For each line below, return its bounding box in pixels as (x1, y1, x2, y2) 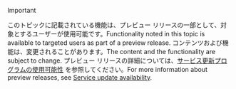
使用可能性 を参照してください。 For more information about (31, 66, 208, 73)
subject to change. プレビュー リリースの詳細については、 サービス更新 (7, 56, 215, 65)
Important (7, 6, 36, 14)
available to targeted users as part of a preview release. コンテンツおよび (7, 38, 223, 47)
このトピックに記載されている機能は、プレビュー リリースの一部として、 (7, 21, 221, 29)
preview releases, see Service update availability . (7, 73, 153, 81)
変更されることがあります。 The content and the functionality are (26, 48, 216, 56)
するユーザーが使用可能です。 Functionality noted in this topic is (19, 30, 205, 38)
